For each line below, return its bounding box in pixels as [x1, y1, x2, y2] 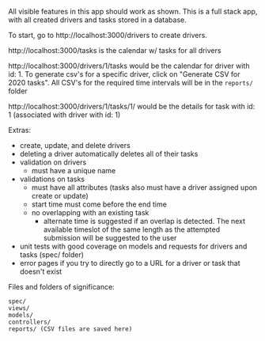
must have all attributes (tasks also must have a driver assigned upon [31, 183, 258, 192]
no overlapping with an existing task [31, 208, 150, 217]
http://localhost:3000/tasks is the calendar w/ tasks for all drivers [8, 46, 221, 55]
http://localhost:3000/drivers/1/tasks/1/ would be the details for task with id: [8, 102, 256, 111]
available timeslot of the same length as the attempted [43, 225, 221, 234]
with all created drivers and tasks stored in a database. [8, 15, 187, 25]
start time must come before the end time [31, 199, 168, 209]
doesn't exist [19, 267, 62, 276]
